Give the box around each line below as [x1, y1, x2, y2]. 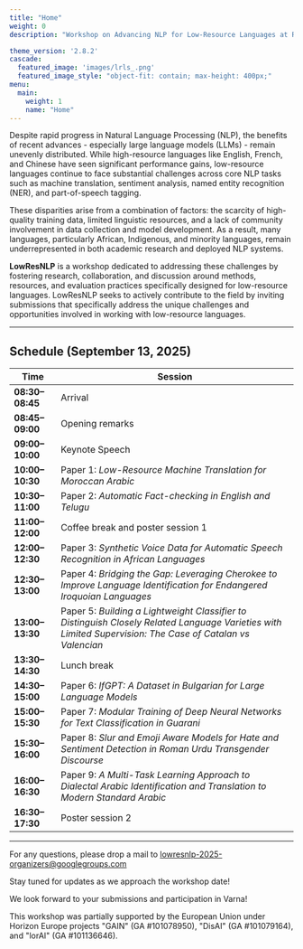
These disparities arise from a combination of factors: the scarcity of [9, 205, 265, 216]
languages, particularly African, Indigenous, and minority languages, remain [9, 234, 291, 245]
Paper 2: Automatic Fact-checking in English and [60, 490, 271, 503]
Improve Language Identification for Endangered [60, 579, 268, 592]
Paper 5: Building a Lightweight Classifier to [60, 605, 247, 617]
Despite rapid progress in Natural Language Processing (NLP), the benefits [9, 130, 288, 141]
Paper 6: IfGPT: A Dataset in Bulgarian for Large [60, 680, 265, 692]
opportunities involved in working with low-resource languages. [9, 309, 246, 320]
